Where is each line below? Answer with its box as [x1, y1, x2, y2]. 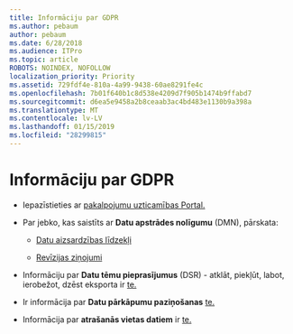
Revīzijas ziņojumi [35, 252, 103, 263]
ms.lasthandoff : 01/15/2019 [9, 123, 115, 132]
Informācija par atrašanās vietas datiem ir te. [22, 313, 192, 325]
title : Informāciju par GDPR [9, 13, 119, 23]
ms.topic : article [9, 55, 78, 64]
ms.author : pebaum [9, 22, 78, 31]
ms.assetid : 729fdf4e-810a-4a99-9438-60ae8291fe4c [9, 80, 204, 89]
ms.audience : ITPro [9, 47, 83, 56]
